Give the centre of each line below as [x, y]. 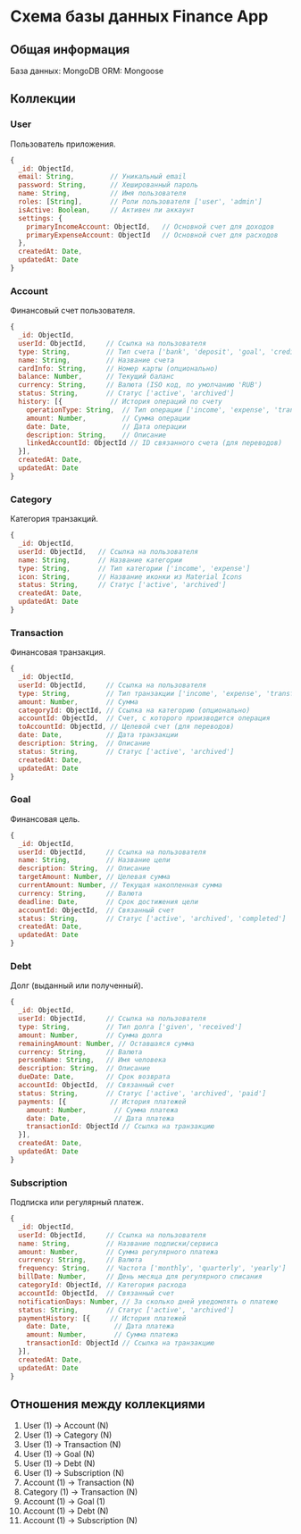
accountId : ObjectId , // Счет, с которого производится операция [144, 718]
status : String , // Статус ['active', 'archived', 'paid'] [142, 1093]
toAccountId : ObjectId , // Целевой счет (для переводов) [126, 727]
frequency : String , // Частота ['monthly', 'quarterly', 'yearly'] [152, 1269]
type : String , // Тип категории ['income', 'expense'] [134, 568]
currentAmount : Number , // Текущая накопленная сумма [120, 885]
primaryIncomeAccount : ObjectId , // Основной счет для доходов [150, 226]
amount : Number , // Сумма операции [109, 418]
